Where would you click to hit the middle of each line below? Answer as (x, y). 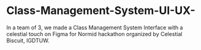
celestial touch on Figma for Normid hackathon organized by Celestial (94, 34)
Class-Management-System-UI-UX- (101, 11)
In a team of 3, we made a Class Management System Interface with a (95, 27)
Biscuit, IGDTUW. (28, 40)
